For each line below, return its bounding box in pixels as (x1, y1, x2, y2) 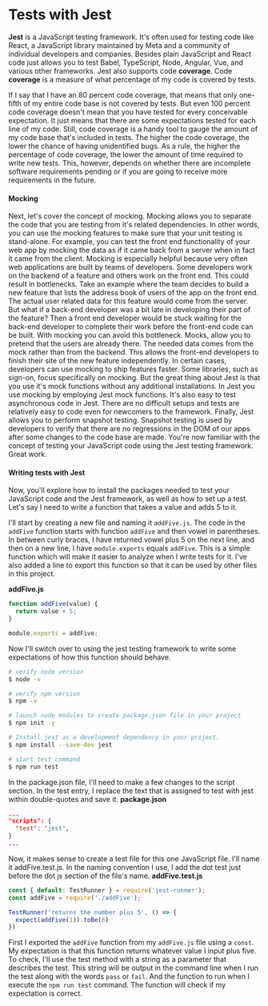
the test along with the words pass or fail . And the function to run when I (8, 972, 250, 981)
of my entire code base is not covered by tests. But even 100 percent (23, 98, 250, 108)
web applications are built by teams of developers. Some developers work (8, 263, 254, 272)
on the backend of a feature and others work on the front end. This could (8, 271, 250, 281)
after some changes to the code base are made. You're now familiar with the (8, 432, 260, 442)
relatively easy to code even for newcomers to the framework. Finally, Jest (8, 407, 254, 417)
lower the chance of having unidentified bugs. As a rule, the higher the (8, 141, 241, 150)
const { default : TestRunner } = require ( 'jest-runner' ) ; (8, 886, 206, 894)
